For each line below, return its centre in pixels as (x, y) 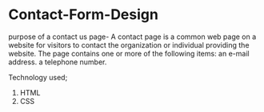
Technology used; (38, 77)
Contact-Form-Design (83, 15)
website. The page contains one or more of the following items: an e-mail (129, 53)
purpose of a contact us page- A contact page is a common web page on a (132, 37)
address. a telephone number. (58, 62)
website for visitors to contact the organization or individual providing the (129, 44)
